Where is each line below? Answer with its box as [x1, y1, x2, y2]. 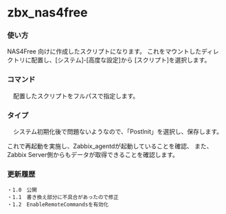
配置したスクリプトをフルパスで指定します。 [12, 91, 139, 100]
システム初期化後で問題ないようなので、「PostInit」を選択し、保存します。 [12, 128, 223, 136]
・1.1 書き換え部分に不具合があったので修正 [7, 194, 119, 201]
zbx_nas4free [7, 5, 88, 21]
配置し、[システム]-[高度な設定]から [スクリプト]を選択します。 [30, 56, 211, 64]
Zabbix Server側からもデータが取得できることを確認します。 [7, 151, 179, 159]
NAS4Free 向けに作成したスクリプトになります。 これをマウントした [7, 47, 201, 56]
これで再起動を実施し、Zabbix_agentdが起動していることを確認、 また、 [7, 142, 213, 150]
